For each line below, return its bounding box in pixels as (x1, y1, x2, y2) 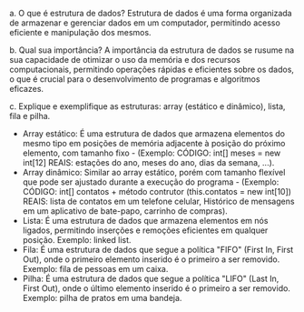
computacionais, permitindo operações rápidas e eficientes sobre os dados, (9, 64, 295, 75)
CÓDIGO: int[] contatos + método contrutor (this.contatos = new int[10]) (22, 186, 292, 196)
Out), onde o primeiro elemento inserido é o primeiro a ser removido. (22, 254, 280, 265)
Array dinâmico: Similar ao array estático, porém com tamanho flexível (22, 167, 286, 177)
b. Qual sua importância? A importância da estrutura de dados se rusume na (9, 45, 295, 55)
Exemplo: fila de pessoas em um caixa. (22, 264, 169, 274)
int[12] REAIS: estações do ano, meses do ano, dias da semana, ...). (22, 157, 275, 167)
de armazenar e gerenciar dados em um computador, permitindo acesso (9, 17, 281, 28)
